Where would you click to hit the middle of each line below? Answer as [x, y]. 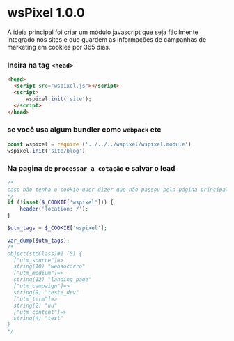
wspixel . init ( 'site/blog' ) [46, 151]
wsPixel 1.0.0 [46, 13]
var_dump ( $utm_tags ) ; [39, 241]
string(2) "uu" [36, 305]
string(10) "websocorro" [49, 266]
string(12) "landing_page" [53, 280]
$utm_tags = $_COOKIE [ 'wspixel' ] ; [57, 228]
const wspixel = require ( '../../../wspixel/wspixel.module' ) [99, 144]
